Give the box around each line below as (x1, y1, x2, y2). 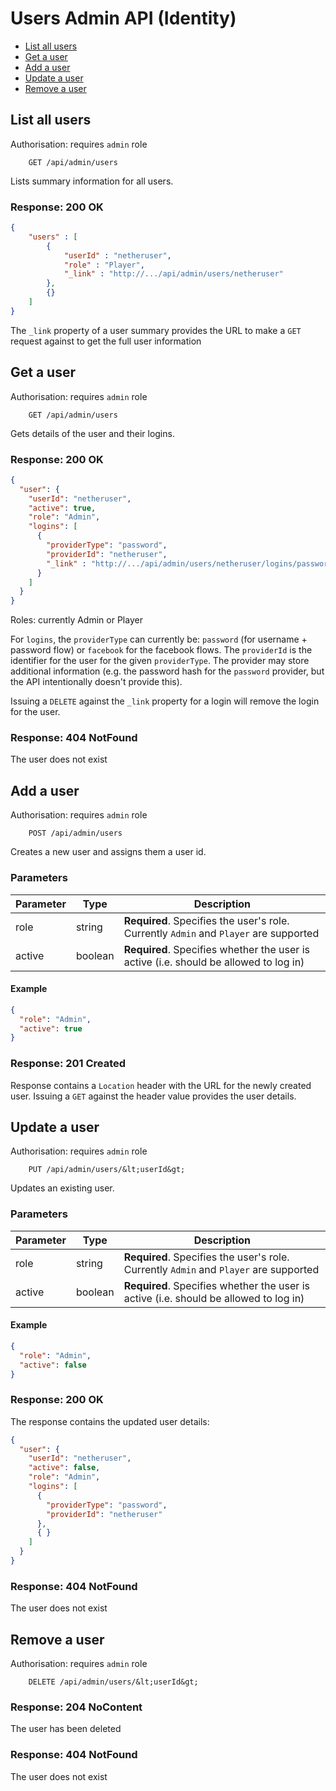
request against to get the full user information (10, 335, 202, 347)
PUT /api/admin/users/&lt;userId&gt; (28, 1165, 186, 1175)
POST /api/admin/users (28, 828, 123, 839)
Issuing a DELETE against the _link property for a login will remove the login (10, 695, 320, 707)
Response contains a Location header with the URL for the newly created (10, 1079, 312, 1091)
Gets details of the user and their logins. (10, 427, 175, 439)
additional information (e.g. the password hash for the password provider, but (10, 665, 325, 677)
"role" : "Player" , (63, 260, 145, 270)
